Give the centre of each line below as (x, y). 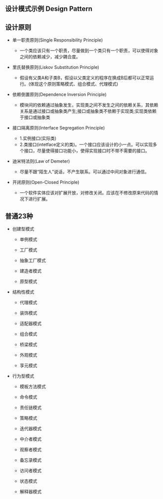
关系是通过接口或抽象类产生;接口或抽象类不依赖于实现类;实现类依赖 (88, 111)
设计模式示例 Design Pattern (49, 9)
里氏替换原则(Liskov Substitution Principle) (56, 67)
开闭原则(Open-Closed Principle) (46, 182)
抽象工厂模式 (33, 261)
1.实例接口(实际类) (38, 138)
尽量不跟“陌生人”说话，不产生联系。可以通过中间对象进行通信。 (84, 172)
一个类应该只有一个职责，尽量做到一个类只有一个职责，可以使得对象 (89, 50)
